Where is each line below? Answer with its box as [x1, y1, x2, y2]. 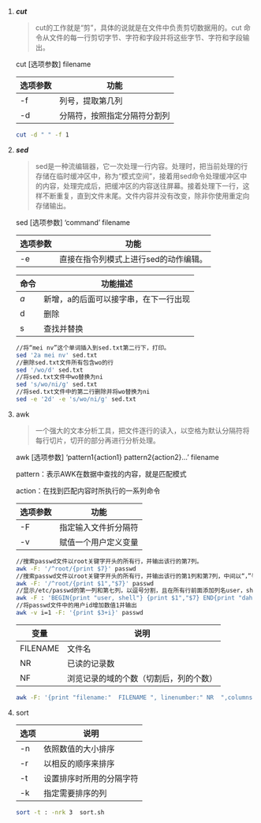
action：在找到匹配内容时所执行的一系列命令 [15, 485, 161, 496]
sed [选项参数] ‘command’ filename [15, 217, 131, 227]
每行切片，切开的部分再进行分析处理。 [35, 436, 160, 445]
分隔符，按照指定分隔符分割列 [58, 110, 170, 121]
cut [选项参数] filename [15, 59, 91, 69]
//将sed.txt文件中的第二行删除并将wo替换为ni [15, 388, 151, 396]
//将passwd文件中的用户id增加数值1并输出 [15, 601, 138, 610]
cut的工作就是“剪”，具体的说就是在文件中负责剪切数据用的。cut [35, 23, 242, 32]
